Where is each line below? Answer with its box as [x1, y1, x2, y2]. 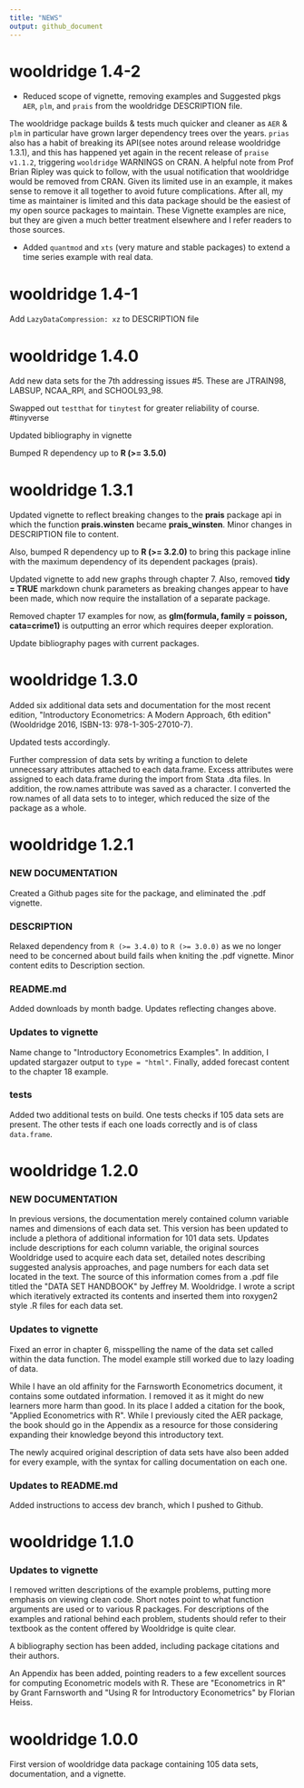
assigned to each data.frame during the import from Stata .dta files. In [9, 774, 270, 784]
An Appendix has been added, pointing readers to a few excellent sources [9, 1668, 287, 1679]
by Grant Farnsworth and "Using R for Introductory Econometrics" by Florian [9, 1687, 296, 1698]
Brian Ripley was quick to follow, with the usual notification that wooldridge [9, 166, 289, 177]
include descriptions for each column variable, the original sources [9, 1243, 260, 1254]
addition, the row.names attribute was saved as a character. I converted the [9, 784, 291, 794]
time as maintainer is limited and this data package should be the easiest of [9, 195, 291, 206]
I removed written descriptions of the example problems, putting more [9, 1584, 271, 1595]
